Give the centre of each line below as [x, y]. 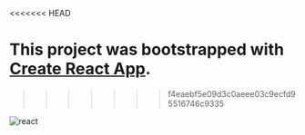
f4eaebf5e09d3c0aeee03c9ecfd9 [232, 93]
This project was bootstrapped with [147, 50]
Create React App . [81, 69]
